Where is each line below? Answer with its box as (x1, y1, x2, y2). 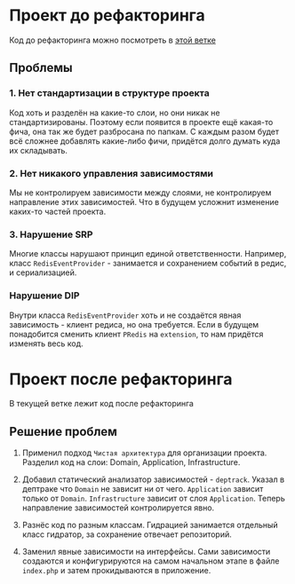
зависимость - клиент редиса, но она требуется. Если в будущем (9, 319, 259, 329)
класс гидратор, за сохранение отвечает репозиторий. (21, 529, 233, 540)
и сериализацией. (9, 267, 77, 278)
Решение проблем (9, 423, 118, 439)
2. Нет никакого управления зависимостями (9, 167, 214, 179)
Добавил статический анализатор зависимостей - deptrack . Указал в (21, 474, 285, 485)
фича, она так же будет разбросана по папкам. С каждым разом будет (9, 126, 280, 137)
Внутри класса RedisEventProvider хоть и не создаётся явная (9, 310, 242, 320)
